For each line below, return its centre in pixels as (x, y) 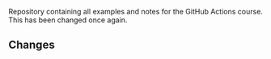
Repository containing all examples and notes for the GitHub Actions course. (135, 12)
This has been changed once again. (68, 20)
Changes (32, 45)
